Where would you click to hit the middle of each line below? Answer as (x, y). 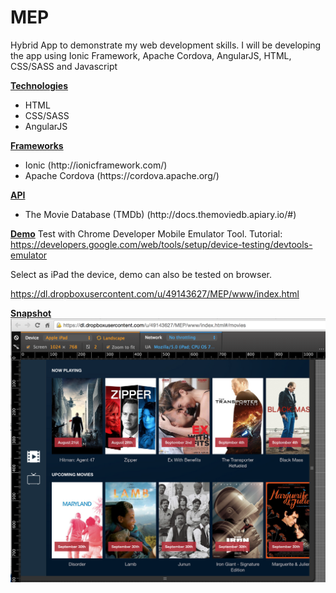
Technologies (39, 85)
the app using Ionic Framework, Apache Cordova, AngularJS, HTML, (151, 55)
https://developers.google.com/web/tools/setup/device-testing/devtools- (161, 244)
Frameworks (37, 145)
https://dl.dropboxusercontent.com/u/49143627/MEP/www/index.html (155, 293)
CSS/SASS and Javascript (64, 66)
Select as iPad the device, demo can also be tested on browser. (141, 274)
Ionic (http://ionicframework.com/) (96, 165)
